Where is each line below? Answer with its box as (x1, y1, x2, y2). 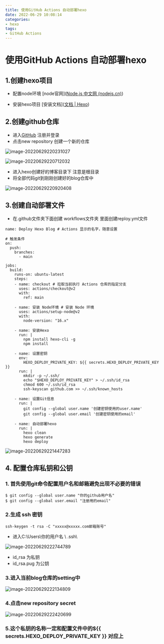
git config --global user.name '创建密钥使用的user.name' (23, 406, 143, 411)
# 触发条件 (5, 236, 25, 241)
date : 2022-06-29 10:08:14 (5, 12, 62, 17)
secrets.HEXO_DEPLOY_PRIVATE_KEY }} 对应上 (5, 633, 124, 640)
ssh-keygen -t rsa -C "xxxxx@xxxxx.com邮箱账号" (5, 524, 106, 529)
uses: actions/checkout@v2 (18, 286, 76, 291)
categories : (5, 17, 30, 22)
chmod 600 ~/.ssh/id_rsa (23, 382, 76, 387)
